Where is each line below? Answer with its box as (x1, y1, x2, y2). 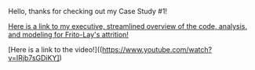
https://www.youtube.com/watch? (101, 45, 213, 54)
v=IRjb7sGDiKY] (8, 54, 60, 62)
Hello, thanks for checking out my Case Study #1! (8, 7, 167, 16)
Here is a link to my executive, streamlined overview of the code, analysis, (8, 22, 248, 30)
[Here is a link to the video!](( (8, 45, 103, 54)
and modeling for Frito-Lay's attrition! (8, 30, 129, 39)
